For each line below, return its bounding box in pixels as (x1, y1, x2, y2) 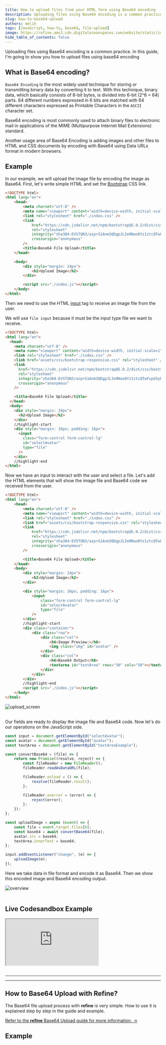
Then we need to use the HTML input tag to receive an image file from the (5, 300, 156, 306)
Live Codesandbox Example (5, 905, 93, 913)
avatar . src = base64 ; (14, 834, 58, 839)
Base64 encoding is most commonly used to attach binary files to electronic (5, 117, 161, 123)
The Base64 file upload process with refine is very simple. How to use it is (5, 1002, 157, 1008)
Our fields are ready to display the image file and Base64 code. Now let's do (5, 719, 161, 725)
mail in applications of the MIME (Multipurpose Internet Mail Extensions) (5, 123, 152, 128)
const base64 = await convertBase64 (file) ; (14, 829, 105, 834)
